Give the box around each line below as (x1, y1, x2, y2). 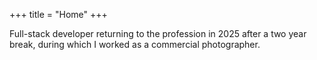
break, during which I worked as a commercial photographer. (9, 39, 261, 50)
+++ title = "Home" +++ (9, 9, 108, 20)
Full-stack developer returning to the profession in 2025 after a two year (9, 28, 307, 39)
